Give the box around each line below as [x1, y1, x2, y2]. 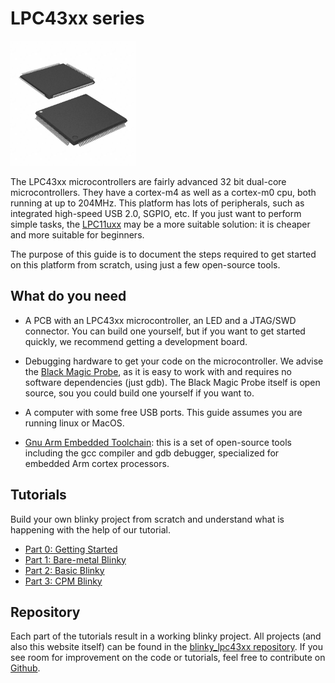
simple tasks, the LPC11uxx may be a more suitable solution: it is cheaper [10, 218, 311, 230]
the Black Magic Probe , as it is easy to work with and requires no [24, 365, 292, 377]
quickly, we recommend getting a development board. [24, 335, 248, 347]
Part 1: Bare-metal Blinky [24, 553, 127, 566]
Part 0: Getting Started [24, 543, 118, 555]
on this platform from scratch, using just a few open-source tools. [10, 258, 281, 271]
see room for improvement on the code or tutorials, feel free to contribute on [10, 652, 326, 664]
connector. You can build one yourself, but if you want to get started [24, 325, 306, 337]
